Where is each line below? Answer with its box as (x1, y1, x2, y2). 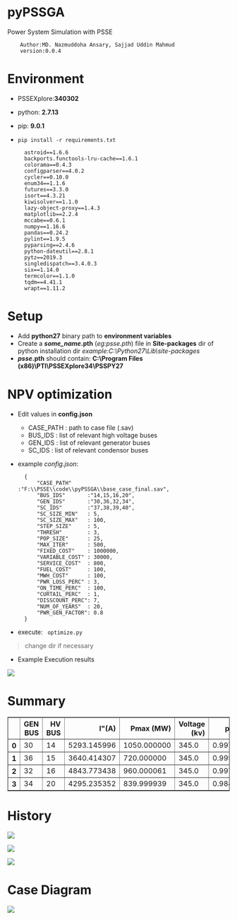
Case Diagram (7, 882, 92, 897)
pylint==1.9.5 (24, 235, 66, 242)
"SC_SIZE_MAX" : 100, (36, 516, 107, 523)
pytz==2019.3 (24, 253, 63, 261)
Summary (7, 693, 66, 709)
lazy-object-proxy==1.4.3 (24, 204, 100, 212)
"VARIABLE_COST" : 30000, (36, 554, 113, 561)
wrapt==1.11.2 (24, 285, 66, 292)
